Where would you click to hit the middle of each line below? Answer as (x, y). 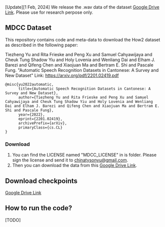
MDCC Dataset (28, 28)
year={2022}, (32, 114)
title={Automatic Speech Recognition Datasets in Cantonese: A (84, 89)
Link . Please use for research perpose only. (49, 12)
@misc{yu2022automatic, (30, 84)
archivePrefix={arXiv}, (43, 123)
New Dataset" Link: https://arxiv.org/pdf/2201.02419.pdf (62, 75)
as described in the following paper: (42, 45)
